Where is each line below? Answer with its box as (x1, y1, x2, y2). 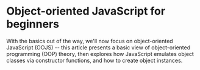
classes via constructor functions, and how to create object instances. (6, 57, 183, 64)
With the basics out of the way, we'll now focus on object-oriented (6, 37, 173, 44)
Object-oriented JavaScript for (6, 4, 166, 18)
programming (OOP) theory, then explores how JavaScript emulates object (6, 50, 194, 57)
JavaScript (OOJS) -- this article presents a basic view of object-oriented (6, 44, 191, 51)
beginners (6, 17, 60, 31)
